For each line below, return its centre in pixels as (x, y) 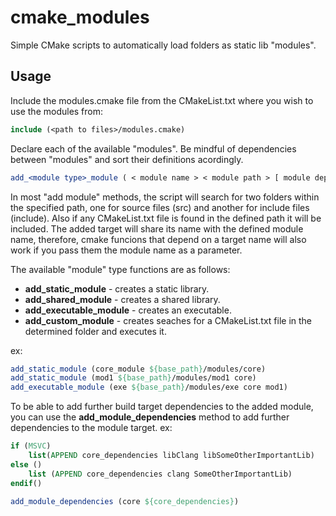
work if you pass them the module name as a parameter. (126, 250)
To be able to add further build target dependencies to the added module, (162, 407)
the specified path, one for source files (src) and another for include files (160, 207)
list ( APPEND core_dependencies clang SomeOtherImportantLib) (160, 474)
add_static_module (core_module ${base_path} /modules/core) (138, 369)
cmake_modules (80, 17)
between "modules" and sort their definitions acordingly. (127, 159)
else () (26, 464)
